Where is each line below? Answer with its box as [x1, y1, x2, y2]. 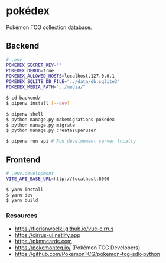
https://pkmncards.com [14, 238, 72, 245]
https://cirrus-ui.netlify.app [14, 231, 81, 238]
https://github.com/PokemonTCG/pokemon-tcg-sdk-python [14, 250, 161, 257]
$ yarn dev [6, 192, 33, 198]
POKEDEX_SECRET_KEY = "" [6, 62, 62, 68]
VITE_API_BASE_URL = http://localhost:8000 [6, 176, 110, 182]
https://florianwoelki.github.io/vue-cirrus [14, 225, 114, 232]
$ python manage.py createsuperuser [6, 127, 96, 134]
